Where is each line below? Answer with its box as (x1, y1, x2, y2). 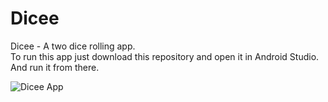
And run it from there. (10, 61, 100, 73)
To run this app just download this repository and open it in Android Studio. (10, 50, 320, 62)
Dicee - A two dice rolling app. (10, 40, 136, 52)
